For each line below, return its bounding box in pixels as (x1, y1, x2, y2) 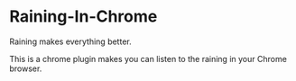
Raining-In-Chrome (9, 6, 158, 27)
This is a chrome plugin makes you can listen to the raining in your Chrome (9, 53, 287, 64)
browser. (9, 63, 42, 74)
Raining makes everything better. (9, 36, 133, 47)
